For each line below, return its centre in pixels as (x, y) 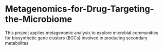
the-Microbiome (39, 19)
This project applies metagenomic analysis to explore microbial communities (82, 33)
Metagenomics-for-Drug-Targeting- (80, 9)
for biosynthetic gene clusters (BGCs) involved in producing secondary (76, 38)
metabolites (17, 43)
